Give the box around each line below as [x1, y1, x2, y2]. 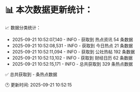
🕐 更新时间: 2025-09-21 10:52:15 [5, 82, 72, 88]
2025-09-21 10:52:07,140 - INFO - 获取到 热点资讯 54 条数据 [12, 36, 133, 42]
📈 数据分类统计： [5, 24, 41, 30]
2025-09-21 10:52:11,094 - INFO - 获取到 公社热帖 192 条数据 [12, 48, 135, 54]
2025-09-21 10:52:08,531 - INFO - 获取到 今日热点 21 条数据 [12, 43, 133, 48]
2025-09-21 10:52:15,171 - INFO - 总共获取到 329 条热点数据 [12, 61, 133, 67]
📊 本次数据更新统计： [5, 4, 93, 16]
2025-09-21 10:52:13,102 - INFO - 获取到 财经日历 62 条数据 [12, 55, 133, 61]
